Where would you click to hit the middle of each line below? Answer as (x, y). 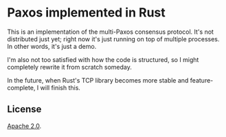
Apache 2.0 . (24, 126)
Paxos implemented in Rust (87, 13)
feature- (202, 80)
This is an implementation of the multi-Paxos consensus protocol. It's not (111, 32)
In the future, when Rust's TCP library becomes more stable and (98, 80)
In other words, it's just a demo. (52, 46)
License (24, 109)
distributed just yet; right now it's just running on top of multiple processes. (113, 39)
